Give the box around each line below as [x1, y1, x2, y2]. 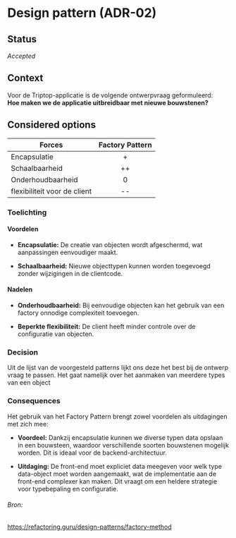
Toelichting [7, 207, 47, 217]
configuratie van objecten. [17, 330, 94, 338]
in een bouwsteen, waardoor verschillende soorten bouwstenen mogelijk [17, 441, 229, 449]
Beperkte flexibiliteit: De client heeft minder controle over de [17, 322, 196, 330]
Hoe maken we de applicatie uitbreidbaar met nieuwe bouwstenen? [7, 98, 209, 107]
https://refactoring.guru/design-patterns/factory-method [7, 522, 172, 531]
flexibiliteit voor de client [11, 186, 92, 196]
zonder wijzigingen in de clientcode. [17, 269, 123, 277]
